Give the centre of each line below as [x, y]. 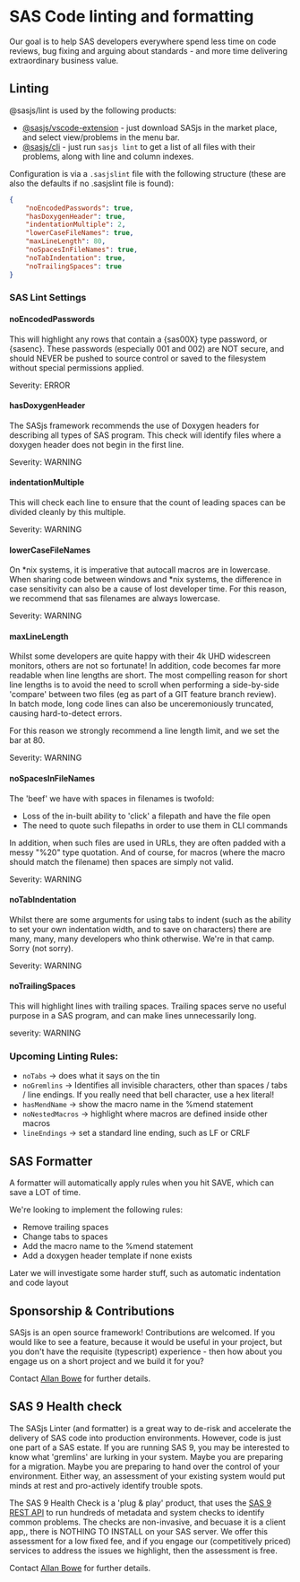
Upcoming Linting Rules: [64, 1056]
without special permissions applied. [77, 367]
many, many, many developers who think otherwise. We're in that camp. [142, 939]
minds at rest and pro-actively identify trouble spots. [106, 1485]
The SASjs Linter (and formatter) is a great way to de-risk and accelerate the [150, 1428]
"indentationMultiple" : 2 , [76, 225]
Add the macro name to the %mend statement [107, 1246]
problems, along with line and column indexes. [108, 156]
